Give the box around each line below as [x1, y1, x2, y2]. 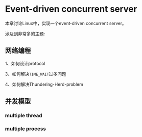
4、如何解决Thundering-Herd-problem [5, 81, 83, 87]
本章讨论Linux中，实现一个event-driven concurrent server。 [5, 20, 126, 26]
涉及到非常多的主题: [5, 30, 46, 36]
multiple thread [5, 112, 43, 119]
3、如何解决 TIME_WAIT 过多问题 [5, 71, 67, 77]
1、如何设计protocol [5, 60, 46, 66]
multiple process [5, 125, 46, 132]
